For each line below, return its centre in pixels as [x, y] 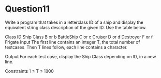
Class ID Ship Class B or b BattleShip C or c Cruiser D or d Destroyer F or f [79, 37]
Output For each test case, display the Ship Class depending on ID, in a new [80, 56]
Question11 [27, 9]
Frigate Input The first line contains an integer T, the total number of [73, 42]
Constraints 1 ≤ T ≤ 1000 [29, 71]
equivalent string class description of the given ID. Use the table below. [76, 27]
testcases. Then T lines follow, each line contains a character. [66, 47]
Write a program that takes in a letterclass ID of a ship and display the [74, 22]
